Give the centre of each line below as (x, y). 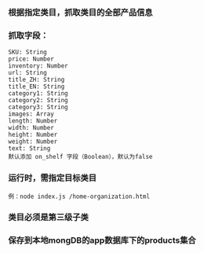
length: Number (33, 121)
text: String (29, 148)
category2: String (38, 101)
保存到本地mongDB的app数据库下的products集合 (102, 240)
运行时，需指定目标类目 (52, 178)
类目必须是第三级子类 (48, 218)
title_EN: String (36, 87)
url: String (27, 73)
